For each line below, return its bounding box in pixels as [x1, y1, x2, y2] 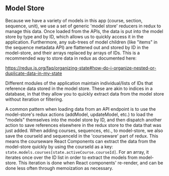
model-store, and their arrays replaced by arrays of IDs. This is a [5, 50, 140, 56]
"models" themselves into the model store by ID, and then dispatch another [5, 116, 162, 123]
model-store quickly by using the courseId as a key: [5, 144, 113, 150]
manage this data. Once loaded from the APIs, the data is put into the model [5, 28, 163, 34]
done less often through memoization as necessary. [5, 165, 113, 171]
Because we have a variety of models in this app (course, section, [5, 17, 143, 23]
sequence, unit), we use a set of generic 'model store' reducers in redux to [5, 23, 161, 29]
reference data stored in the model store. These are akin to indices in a [5, 85, 153, 92]
